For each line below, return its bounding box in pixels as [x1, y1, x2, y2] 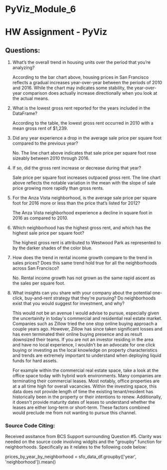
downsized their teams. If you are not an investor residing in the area [12, 336, 154, 342]
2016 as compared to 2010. [12, 215, 68, 221]
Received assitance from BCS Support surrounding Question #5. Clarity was [5, 434, 162, 440]
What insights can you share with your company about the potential [12, 290, 152, 296]
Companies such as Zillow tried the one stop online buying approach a [12, 320, 158, 327]
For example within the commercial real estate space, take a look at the [12, 367, 159, 373]
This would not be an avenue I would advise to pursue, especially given [12, 310, 160, 316]
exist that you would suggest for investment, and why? [12, 301, 125, 307]
